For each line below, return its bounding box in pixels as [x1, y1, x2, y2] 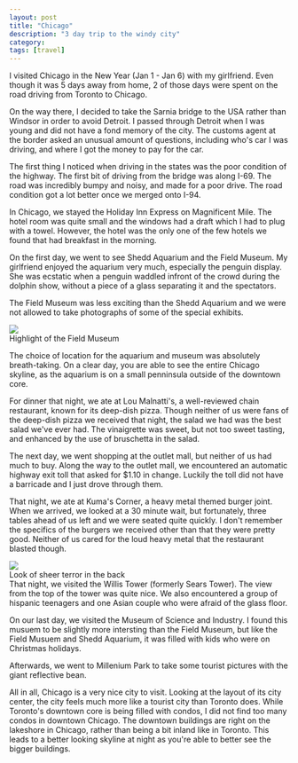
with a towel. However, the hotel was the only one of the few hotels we [9, 225, 268, 236]
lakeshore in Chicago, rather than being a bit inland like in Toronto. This [9, 725, 270, 735]
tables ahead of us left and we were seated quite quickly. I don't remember [9, 515, 283, 526]
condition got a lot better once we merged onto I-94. [9, 190, 201, 201]
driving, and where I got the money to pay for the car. [9, 144, 204, 155]
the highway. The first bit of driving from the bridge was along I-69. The [9, 170, 272, 182]
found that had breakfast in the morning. [9, 235, 157, 246]
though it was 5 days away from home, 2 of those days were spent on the [9, 80, 278, 90]
